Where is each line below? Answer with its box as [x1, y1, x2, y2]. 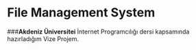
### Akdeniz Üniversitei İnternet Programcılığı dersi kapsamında [7, 27, 190, 36]
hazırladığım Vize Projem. [7, 34, 79, 42]
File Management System [7, 5, 156, 21]
